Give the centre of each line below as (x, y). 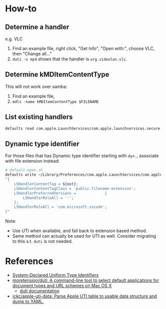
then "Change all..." (32, 54)
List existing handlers (39, 117)
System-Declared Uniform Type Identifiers (55, 275)
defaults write (21, 175)
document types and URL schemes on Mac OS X (62, 285)
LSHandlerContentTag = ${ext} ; (46, 184)
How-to (21, 9)
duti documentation (40, 291)
